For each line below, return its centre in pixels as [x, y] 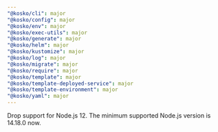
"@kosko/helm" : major [38, 45]
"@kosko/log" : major [37, 58]
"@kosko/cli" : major [37, 13]
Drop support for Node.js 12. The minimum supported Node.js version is [109, 116]
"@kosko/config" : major [41, 20]
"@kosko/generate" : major [44, 39]
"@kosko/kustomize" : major [46, 52]
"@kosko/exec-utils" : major [47, 32]
